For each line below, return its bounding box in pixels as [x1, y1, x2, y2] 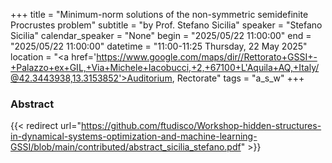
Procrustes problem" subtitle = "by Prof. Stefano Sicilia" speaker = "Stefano [10, 19, 323, 31]
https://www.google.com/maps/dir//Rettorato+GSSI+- [96, 51, 318, 63]
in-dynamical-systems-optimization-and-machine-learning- [10, 130, 258, 143]
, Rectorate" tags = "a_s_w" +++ [171, 72, 305, 84]
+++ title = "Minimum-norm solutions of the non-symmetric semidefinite [10, 9, 309, 20]
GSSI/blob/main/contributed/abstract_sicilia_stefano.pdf [10, 141, 242, 153]
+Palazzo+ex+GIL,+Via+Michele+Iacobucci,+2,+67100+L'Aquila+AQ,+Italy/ [10, 62, 320, 73]
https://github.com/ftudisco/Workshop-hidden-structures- [80, 120, 322, 132]
